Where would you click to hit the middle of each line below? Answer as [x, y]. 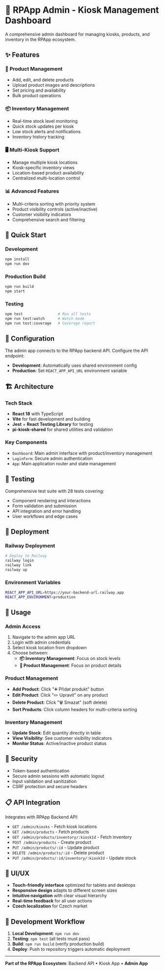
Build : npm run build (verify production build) [58, 944]
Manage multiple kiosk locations [45, 163]
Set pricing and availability [39, 90]
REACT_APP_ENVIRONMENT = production [41, 597]
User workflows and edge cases [45, 516]
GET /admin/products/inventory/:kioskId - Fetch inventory [72, 837]
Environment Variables [33, 582]
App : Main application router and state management [64, 463]
